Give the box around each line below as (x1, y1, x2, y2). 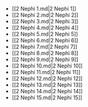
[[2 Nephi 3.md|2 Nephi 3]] (11, 18, 78, 25)
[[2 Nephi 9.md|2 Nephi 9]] (11, 56, 78, 63)
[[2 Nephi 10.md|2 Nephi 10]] (11, 62, 83, 69)
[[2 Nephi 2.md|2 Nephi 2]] (11, 11, 78, 19)
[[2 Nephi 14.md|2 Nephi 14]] (11, 88, 83, 94)
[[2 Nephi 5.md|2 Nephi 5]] (11, 30, 78, 38)
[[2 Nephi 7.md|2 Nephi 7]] (11, 43, 77, 50)
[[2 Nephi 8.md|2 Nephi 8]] (11, 50, 78, 56)
